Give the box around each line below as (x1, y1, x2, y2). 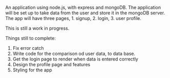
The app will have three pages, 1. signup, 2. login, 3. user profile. (5, 15, 142, 21)
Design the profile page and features (12, 62, 91, 67)
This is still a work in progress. (5, 25, 70, 31)
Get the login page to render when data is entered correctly (12, 56, 138, 62)
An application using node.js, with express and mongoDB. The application (5, 5, 161, 10)
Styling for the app (12, 67, 52, 73)
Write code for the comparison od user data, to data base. (12, 51, 136, 56)
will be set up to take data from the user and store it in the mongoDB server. (5, 10, 165, 16)
